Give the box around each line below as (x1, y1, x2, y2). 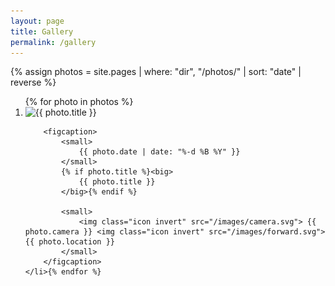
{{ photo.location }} (24, 237, 115, 247)
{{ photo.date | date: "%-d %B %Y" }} (78, 147, 241, 157)
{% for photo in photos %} (24, 96, 134, 108)
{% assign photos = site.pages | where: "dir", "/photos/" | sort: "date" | (10, 66, 302, 78)
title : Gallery (10, 26, 74, 37)
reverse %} (10, 76, 57, 89)
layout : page (10, 16, 65, 26)
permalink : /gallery (10, 37, 97, 47)
